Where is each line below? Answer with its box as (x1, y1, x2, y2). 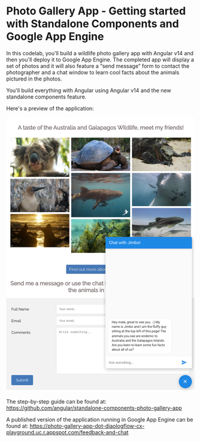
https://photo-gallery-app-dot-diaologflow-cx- (29, 422, 145, 429)
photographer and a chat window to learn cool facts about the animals (6, 68, 180, 76)
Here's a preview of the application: (6, 104, 94, 112)
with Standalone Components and (6, 17, 180, 31)
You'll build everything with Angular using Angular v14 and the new (6, 86, 172, 94)
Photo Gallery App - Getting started (6, 4, 186, 18)
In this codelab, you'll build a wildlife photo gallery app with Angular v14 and (6, 49, 193, 56)
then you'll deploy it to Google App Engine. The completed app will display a (6, 56, 195, 63)
